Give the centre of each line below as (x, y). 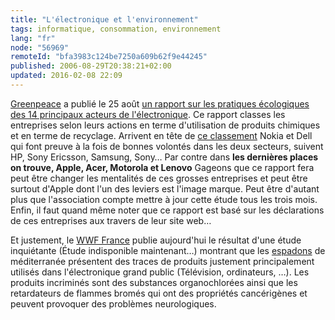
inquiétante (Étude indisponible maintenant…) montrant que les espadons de (168, 250)
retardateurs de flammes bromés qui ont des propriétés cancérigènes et (159, 293)
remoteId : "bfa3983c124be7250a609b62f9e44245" (109, 57)
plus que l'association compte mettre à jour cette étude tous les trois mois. (164, 199)
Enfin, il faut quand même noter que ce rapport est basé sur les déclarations (167, 210)
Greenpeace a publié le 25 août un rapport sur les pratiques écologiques (160, 103)
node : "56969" (40, 47)
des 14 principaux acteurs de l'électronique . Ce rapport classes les (148, 114)
